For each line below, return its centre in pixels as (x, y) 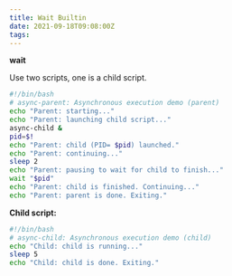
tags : (19, 34)
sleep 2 (24, 162)
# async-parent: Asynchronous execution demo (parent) (115, 103)
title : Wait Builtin (48, 18)
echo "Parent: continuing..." (66, 153)
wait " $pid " (32, 179)
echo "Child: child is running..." (76, 246)
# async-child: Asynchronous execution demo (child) (111, 238)
